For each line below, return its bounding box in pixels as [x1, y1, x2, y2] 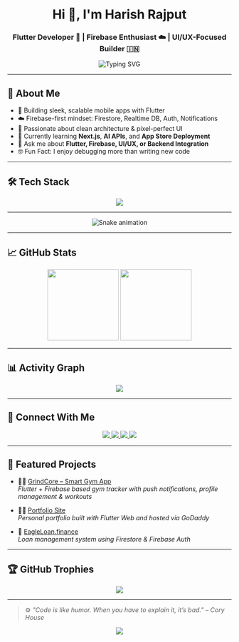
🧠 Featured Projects [7, 458, 97, 470]
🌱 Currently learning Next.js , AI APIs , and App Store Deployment [17, 132, 211, 141]
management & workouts [17, 493, 92, 501]
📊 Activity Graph [7, 362, 85, 374]
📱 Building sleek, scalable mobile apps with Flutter [17, 106, 165, 115]
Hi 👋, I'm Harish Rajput [52, 6, 187, 23]
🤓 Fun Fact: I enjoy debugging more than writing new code [17, 147, 191, 156]
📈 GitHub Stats [7, 246, 77, 258]
